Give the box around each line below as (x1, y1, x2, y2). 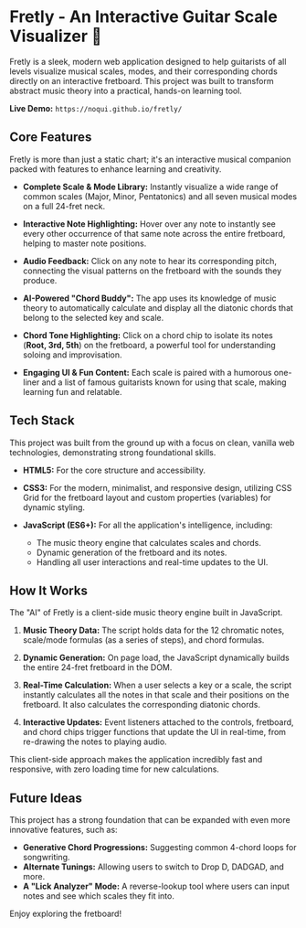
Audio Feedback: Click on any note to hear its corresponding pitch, (22, 255, 277, 266)
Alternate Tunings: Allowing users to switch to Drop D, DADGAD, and (22, 861, 285, 872)
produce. (22, 274, 58, 285)
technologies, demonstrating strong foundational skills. (9, 446, 216, 458)
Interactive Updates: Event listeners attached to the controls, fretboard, (22, 717, 294, 728)
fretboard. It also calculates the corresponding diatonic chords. (22, 699, 260, 710)
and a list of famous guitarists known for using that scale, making (41, 377, 287, 388)
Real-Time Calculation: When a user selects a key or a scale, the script (22, 679, 292, 691)
